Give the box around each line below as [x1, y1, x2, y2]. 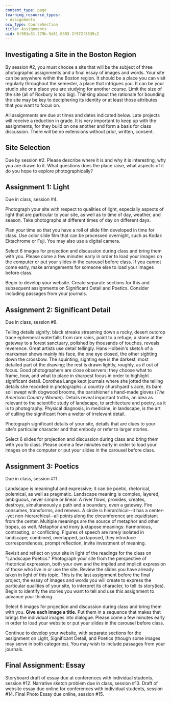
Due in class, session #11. [5, 476, 59, 482]
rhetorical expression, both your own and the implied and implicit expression [5, 561, 166, 567]
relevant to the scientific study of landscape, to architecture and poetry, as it [5, 400, 166, 406]
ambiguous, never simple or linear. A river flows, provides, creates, [5, 496, 146, 503]
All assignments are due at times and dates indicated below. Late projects [5, 112, 160, 118]
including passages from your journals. [5, 290, 88, 297]
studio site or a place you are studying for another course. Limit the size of [5, 86, 162, 92]
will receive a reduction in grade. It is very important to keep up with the [5, 118, 157, 124]
